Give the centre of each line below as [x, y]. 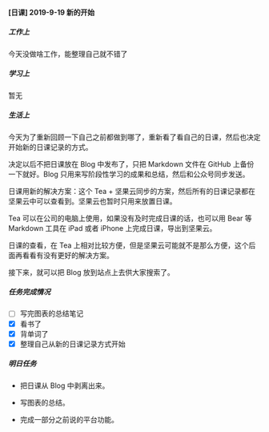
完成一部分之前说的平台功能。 [69, 419]
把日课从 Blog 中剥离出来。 [64, 386]
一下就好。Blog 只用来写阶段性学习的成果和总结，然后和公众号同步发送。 [129, 174]
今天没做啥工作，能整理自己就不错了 [68, 54]
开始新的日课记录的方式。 [50, 147]
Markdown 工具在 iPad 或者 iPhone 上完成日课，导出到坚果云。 [112, 228]
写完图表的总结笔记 [52, 313]
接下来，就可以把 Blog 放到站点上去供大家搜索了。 [91, 272]
